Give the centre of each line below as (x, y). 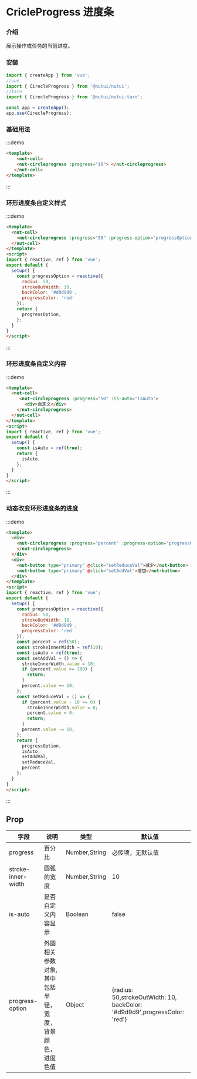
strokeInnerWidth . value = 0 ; (63, 708)
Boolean (77, 914)
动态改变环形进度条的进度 (42, 509)
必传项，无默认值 (135, 853)
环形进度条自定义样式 (36, 202)
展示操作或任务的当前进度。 (40, 46)
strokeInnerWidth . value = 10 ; (58, 664)
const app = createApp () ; (38, 108)
